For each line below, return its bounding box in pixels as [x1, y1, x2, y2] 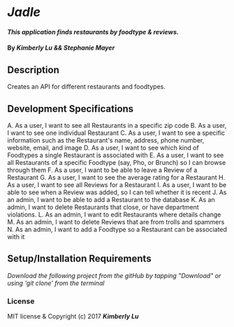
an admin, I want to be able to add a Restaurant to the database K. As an [7, 196, 215, 203]
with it [7, 233, 25, 241]
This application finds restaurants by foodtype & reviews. [7, 27, 180, 36]
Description [7, 64, 59, 75]
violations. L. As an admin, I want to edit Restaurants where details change [7, 210, 221, 219]
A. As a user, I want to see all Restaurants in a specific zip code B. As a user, [7, 122, 227, 129]
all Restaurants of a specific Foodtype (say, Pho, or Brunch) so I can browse [7, 159, 226, 166]
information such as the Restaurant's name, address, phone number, [7, 136, 205, 144]
